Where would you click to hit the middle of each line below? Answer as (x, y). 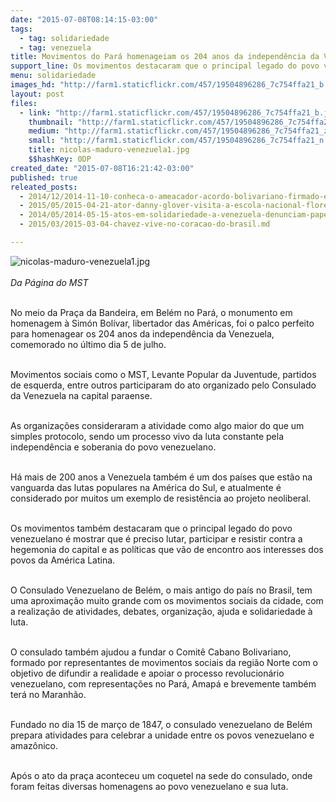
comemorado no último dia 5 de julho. (88, 344)
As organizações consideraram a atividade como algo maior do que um (157, 425)
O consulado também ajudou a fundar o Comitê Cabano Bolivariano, (151, 652)
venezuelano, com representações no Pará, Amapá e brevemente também (163, 683)
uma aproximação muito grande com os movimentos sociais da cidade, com (167, 600)
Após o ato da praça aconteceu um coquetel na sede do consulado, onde (161, 775)
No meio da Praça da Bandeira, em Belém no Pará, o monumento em (151, 312)
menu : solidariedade (53, 76)
